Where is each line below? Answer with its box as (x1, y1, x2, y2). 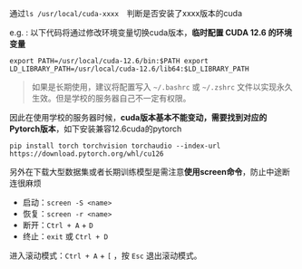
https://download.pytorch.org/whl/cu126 (9, 149, 165, 159)
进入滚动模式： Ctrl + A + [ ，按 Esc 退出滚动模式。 (9, 250, 202, 261)
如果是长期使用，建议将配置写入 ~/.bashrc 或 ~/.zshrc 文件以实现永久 (31, 82, 293, 92)
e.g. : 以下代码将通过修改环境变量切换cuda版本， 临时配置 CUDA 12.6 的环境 (9, 27, 293, 38)
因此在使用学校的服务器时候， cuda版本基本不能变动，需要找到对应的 (9, 112, 268, 122)
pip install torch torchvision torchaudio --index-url (9, 141, 221, 150)
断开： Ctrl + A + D (22, 220, 93, 230)
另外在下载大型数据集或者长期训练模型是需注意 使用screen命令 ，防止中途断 (9, 167, 290, 177)
